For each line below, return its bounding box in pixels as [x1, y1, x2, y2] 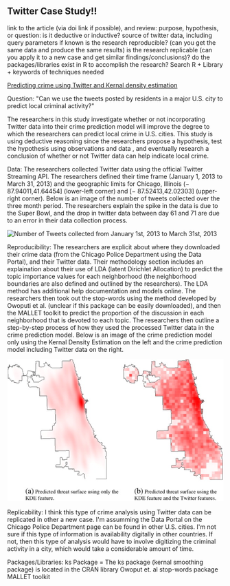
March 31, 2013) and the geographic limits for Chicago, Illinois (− [7, 179, 190, 188]
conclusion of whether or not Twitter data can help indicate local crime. [7, 151, 209, 160]
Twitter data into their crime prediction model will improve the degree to [7, 122, 210, 130]
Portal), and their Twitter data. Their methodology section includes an [7, 258, 204, 266]
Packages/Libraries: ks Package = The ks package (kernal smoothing [7, 558, 204, 566]
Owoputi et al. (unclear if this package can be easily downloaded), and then [7, 301, 221, 309]
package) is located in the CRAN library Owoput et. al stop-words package [7, 565, 218, 574]
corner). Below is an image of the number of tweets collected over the [21, 194, 220, 202]
